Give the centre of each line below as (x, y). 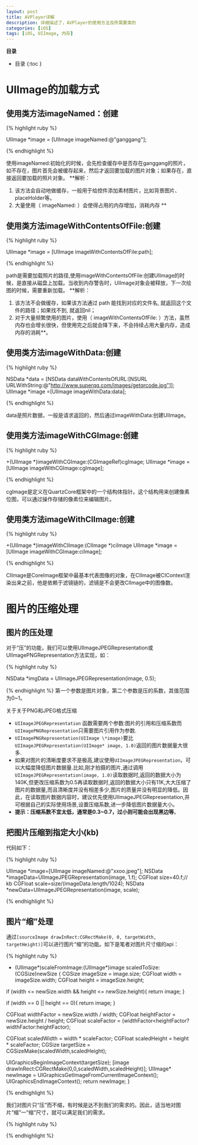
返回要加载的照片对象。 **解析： (50, 178)
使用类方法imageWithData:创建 (64, 353)
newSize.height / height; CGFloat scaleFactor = (63, 1021)
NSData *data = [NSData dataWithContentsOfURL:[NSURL (77, 379)
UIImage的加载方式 (53, 90)
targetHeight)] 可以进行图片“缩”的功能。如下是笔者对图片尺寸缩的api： (93, 944)
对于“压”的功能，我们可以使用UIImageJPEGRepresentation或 (80, 648)
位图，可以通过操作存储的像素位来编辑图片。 (60, 499)
